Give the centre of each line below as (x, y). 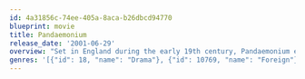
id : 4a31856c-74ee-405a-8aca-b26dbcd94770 (91, 18)
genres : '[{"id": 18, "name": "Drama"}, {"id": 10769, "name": (132, 60)
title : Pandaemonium (49, 35)
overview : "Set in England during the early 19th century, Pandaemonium (150, 52)
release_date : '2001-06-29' (63, 43)
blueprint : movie (42, 26)
